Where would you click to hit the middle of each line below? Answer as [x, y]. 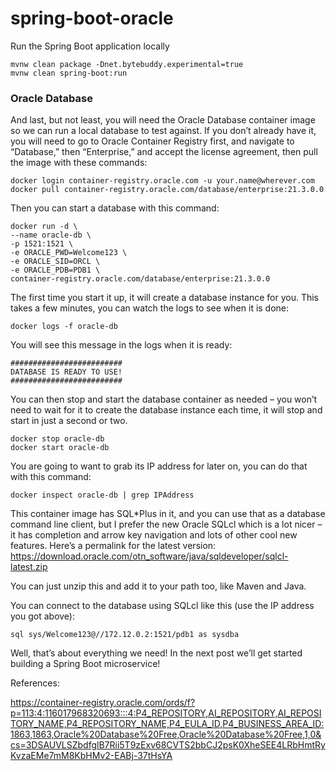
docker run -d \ [44, 227]
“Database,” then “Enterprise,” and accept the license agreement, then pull [164, 152]
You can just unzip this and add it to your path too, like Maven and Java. [158, 586]
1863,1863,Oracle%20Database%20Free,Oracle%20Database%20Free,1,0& [166, 734]
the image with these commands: [79, 163]
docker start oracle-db [60, 448]
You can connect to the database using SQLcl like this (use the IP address [162, 606]
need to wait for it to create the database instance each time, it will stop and [166, 410]
